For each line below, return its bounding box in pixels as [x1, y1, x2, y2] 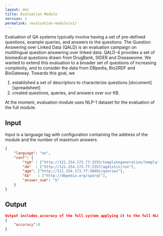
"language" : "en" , [14, 150, 51, 156]
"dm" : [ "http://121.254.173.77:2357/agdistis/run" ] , [22, 164, 136, 169]
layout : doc [5, 7, 29, 12]
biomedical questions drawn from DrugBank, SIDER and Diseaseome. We [5, 54, 151, 61]
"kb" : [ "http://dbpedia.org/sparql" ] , [22, 173, 108, 178]
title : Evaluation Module [5, 12, 57, 17]
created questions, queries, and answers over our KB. [12, 90, 120, 96]
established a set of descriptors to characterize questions [12, 80, 128, 86]
